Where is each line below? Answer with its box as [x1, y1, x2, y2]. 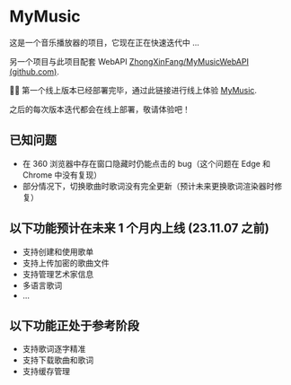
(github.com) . [9, 66, 60, 77]
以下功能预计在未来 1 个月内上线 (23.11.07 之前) [9, 221, 269, 236]
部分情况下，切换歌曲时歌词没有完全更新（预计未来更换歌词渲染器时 [22, 180, 275, 191]
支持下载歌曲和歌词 [22, 354, 94, 365]
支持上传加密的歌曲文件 [22, 258, 110, 268]
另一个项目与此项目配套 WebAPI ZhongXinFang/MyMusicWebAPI [9, 56, 250, 66]
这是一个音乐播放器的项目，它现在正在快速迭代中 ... [9, 37, 200, 48]
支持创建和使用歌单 [22, 246, 94, 257]
